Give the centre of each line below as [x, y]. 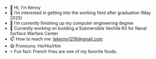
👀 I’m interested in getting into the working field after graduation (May [80, 13]
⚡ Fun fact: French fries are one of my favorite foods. [63, 51]
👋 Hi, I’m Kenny [25, 8]
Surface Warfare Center [34, 33]
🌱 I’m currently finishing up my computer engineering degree [72, 23]
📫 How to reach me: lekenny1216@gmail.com [56, 39]
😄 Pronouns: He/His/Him [35, 46]
